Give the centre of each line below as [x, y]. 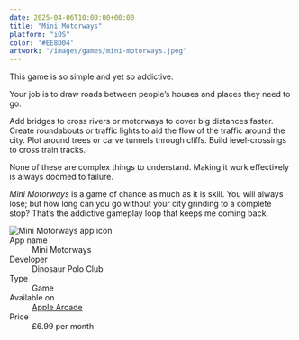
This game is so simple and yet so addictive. [91, 76]
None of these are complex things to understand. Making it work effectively [149, 167]
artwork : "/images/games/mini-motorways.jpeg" [98, 51]
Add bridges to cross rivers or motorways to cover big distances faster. [141, 121]
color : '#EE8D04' [42, 43]
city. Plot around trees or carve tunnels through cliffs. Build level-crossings [148, 140]
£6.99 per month [63, 327]
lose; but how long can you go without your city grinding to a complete [140, 204]
